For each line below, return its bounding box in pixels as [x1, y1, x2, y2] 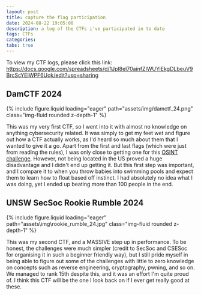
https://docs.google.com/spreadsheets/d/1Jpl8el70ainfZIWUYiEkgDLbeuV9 [6, 65, 193, 72]
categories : [6, 37, 36, 43]
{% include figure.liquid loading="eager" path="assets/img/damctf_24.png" [6, 105, 194, 112]
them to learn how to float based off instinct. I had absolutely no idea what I [6, 174, 193, 181]
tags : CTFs [6, 31, 34, 37]
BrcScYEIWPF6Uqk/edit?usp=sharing [6, 71, 99, 79]
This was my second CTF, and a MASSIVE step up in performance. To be [6, 238, 187, 245]
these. [6, 283, 22, 290]
